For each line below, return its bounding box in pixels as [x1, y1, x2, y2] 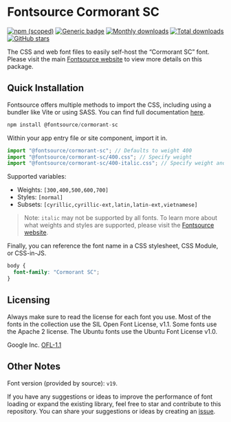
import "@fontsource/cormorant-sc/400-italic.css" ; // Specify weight [7, 160, 214, 167]
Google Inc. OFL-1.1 [7, 341, 62, 349]
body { [7, 263, 26, 270]
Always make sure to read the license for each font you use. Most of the [7, 312, 212, 321]
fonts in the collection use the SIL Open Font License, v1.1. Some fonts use [7, 320, 217, 328]
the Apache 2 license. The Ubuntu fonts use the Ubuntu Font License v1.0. [7, 327, 218, 335]
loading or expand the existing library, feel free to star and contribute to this [7, 399, 221, 408]
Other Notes [7, 361, 60, 372]
